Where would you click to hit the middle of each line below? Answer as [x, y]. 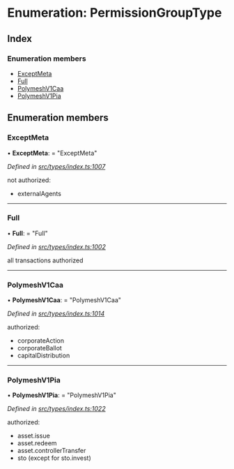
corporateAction [41, 341]
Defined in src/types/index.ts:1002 [56, 246]
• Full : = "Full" [28, 233]
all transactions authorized [45, 260]
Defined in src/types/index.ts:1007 [56, 166]
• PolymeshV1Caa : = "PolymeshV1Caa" [64, 300]
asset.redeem [37, 443]
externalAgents [39, 193]
